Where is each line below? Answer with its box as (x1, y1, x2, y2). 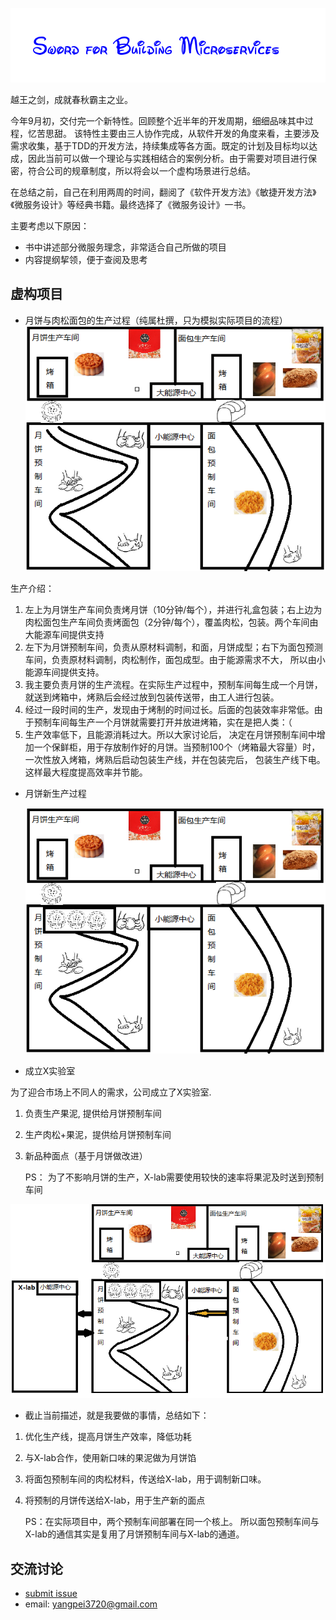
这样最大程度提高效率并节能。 (24, 766, 148, 778)
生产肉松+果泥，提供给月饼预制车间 (24, 1129, 172, 1141)
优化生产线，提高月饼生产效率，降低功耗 (24, 1431, 192, 1443)
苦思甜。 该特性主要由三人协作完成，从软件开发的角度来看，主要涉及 (36, 128, 320, 140)
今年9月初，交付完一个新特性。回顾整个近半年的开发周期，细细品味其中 (10, 115, 305, 127)
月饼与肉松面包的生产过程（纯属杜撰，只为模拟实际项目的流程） (24, 314, 288, 326)
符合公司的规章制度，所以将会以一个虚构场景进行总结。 (27, 165, 256, 177)
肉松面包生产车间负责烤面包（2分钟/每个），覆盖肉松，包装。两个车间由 (24, 616, 319, 628)
